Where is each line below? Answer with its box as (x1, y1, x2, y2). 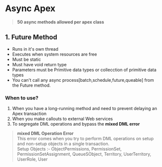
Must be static (12, 56, 41, 62)
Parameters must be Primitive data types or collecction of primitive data (12, 67, 157, 73)
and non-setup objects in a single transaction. (17, 141, 110, 147)
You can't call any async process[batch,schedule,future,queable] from (12, 77, 154, 83)
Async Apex (5, 3, 56, 14)
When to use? (5, 94, 39, 101)
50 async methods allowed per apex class (17, 19, 104, 25)
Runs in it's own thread (12, 46, 59, 52)
